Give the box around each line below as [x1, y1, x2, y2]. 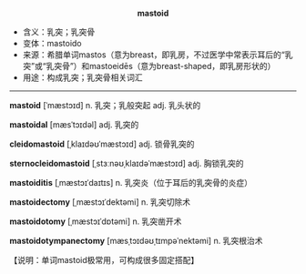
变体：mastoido [22, 38, 82, 48]
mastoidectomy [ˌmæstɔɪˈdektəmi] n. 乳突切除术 [9, 197, 191, 208]
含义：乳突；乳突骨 [22, 26, 96, 37]
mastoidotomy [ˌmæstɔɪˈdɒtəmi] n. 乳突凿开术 [9, 216, 182, 227]
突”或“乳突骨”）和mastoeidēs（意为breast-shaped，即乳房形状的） [22, 61, 276, 71]
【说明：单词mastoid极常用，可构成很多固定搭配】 [9, 255, 199, 265]
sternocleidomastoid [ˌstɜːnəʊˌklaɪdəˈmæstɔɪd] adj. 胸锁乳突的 [9, 158, 244, 168]
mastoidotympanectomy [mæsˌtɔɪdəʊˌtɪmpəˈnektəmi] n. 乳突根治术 [9, 236, 263, 246]
